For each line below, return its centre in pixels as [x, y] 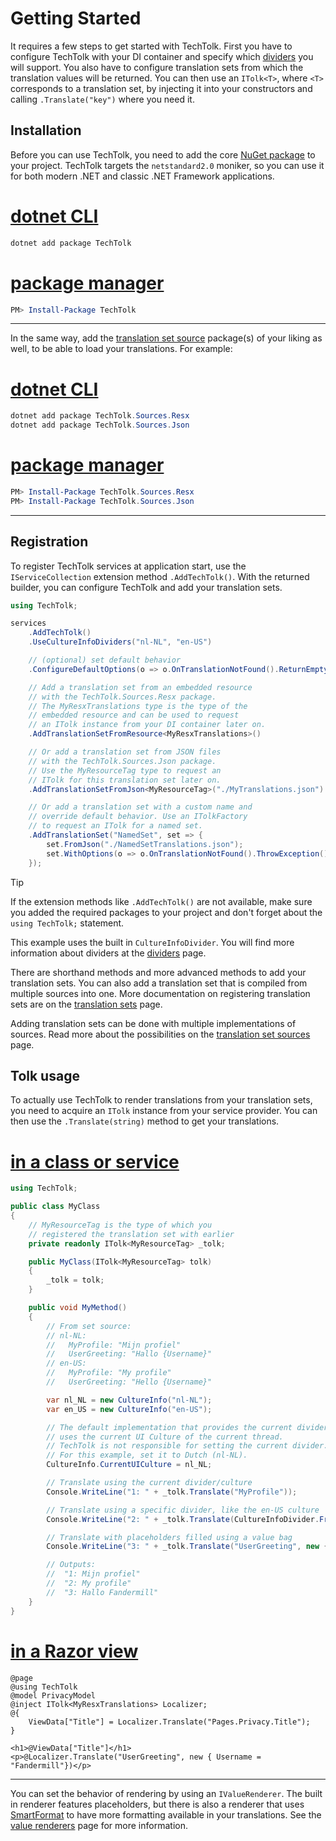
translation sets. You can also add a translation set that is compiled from [159, 983]
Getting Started [76, 18]
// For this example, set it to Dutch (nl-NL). [147, 1455]
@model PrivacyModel [53, 1695]
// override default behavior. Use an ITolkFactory [138, 817]
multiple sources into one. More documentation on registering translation [160, 993]
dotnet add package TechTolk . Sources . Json [100, 425]
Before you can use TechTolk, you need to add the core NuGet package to [163, 154]
